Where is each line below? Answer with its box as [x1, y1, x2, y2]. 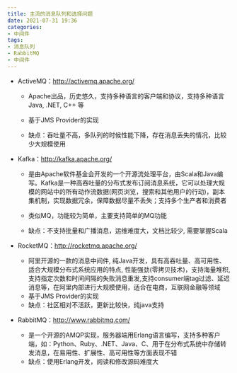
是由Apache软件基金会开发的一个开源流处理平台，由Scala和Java [28, 169, 217, 178]
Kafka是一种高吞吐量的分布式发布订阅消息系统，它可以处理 [40, 178, 213, 187]
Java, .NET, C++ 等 [28, 101, 85, 109]
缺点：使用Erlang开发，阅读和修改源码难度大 [28, 357, 159, 365]
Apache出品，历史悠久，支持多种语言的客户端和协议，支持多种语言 [28, 91, 225, 100]
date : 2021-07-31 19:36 [7, 17, 78, 24]
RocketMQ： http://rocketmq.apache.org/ [17, 241, 137, 250]
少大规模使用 [28, 139, 66, 148]
